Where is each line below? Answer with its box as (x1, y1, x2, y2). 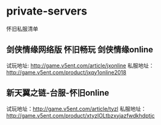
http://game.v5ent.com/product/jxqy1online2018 (6, 69, 126, 76)
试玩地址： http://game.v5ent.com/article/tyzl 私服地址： (6, 105, 146, 112)
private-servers (6, 4, 88, 18)
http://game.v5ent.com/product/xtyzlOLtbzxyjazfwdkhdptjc (6, 112, 156, 119)
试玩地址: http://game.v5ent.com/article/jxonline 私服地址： (6, 62, 154, 69)
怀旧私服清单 (6, 25, 38, 32)
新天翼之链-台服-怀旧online (6, 88, 110, 98)
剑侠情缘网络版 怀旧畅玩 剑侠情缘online (6, 44, 153, 55)
